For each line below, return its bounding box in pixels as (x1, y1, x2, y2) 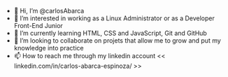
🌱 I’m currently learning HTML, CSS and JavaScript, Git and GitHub (13, 29, 208, 37)
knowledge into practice (13, 44, 84, 52)
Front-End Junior (13, 22, 63, 29)
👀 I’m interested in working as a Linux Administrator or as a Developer (13, 14, 215, 22)
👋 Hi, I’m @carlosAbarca (13, 7, 85, 15)
